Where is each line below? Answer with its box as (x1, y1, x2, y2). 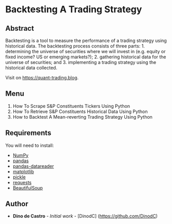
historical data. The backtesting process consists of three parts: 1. (5, 43, 145, 49)
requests (12, 179, 32, 185)
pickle (12, 174, 26, 180)
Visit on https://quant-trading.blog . (5, 75, 79, 80)
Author (5, 199, 28, 208)
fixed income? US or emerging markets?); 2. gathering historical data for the (5, 54, 166, 60)
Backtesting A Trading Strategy (5, 4, 142, 15)
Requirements (5, 129, 51, 138)
